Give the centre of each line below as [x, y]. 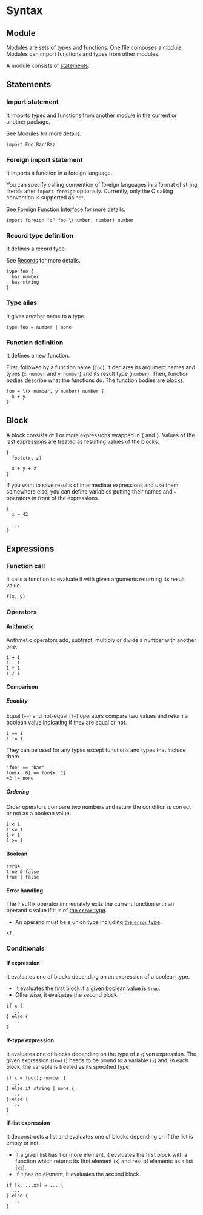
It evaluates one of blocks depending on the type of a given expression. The [101, 1054]
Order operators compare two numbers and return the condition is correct [99, 807]
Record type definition [40, 235]
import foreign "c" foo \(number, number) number [70, 220]
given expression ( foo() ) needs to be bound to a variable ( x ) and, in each [98, 1060]
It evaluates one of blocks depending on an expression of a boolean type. [98, 976]
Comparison [22, 687]
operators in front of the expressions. [53, 498]
